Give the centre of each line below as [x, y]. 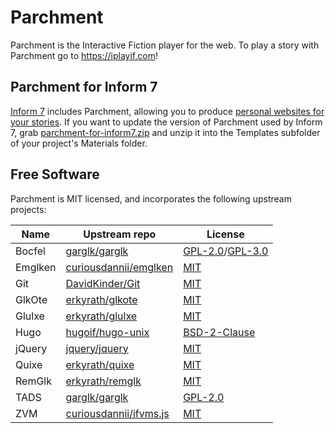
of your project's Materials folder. [79, 143]
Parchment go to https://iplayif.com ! [84, 55]
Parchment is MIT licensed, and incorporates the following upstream [151, 198]
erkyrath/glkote [101, 299]
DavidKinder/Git [103, 283]
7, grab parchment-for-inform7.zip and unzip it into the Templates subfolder [165, 132]
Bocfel [30, 251]
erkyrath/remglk [103, 381]
